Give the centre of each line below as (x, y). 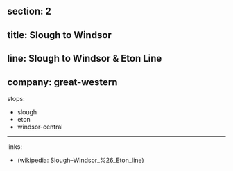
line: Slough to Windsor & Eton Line (85, 58)
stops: (16, 98)
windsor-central (40, 127)
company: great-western (62, 82)
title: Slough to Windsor (60, 35)
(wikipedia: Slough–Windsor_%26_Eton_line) (80, 160)
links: (15, 146)
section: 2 (29, 11)
